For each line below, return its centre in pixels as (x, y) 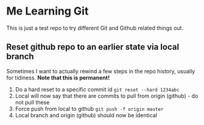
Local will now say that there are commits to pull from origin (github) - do (107, 96)
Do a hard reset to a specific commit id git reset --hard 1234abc (97, 89)
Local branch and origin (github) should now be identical (86, 115)
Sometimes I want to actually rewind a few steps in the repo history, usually (101, 71)
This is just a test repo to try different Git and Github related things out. (95, 28)
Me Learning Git (47, 11)
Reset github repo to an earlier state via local (93, 47)
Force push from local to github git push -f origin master (89, 109)
